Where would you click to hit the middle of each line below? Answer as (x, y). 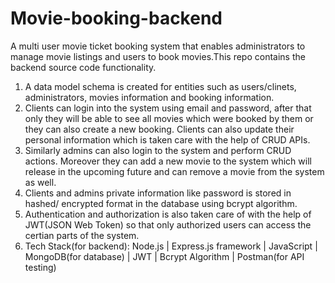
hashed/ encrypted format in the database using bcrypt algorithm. (161, 203)
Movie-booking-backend (116, 18)
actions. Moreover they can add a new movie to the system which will (168, 161)
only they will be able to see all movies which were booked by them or (169, 118)
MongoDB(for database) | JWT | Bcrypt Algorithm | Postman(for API (164, 256)
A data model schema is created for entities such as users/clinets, (160, 86)
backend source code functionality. (83, 67)
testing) (40, 267)
